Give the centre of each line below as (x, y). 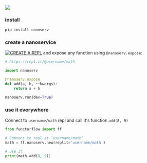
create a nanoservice (31, 42)
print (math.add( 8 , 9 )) (28, 156)
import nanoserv (21, 71)
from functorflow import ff (34, 129)
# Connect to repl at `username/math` (44, 138)
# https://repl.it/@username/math (40, 62)
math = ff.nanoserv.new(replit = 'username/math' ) (55, 143)
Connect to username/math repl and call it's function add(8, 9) (67, 120)
